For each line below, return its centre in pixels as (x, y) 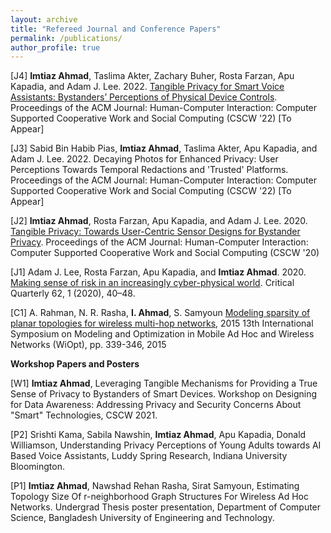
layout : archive (44, 19)
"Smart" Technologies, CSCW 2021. (84, 415)
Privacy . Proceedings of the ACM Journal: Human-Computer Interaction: (159, 242)
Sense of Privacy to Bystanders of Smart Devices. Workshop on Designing (164, 394)
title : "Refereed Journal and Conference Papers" (116, 29)
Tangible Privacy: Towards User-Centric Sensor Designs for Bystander (155, 232)
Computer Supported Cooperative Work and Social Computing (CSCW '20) (165, 253)
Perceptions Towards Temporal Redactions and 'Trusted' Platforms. (149, 170)
